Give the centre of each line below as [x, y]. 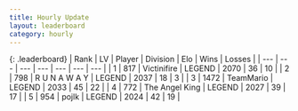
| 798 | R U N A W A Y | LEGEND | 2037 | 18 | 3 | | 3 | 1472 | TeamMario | [141, 78]
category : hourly [41, 34]
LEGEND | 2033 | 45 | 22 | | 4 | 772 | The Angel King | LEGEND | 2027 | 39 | [148, 87]
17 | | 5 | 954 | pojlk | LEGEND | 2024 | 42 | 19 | [95, 97]
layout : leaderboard [48, 26]
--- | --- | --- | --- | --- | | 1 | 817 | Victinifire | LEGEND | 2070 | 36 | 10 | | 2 [154, 68]
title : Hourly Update [49, 17]
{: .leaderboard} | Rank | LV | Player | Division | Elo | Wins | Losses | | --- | [144, 59]
